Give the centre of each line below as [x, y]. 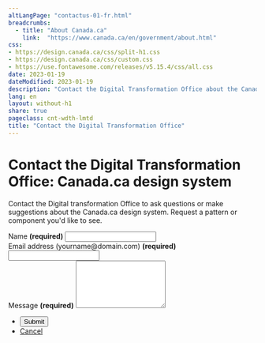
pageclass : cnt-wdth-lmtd [50, 119]
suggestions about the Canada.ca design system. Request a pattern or [123, 212]
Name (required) [36, 236]
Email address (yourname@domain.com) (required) [92, 246]
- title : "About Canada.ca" [62, 30]
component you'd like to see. [55, 220]
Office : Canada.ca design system [120, 181]
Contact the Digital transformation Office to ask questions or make [116, 203]
